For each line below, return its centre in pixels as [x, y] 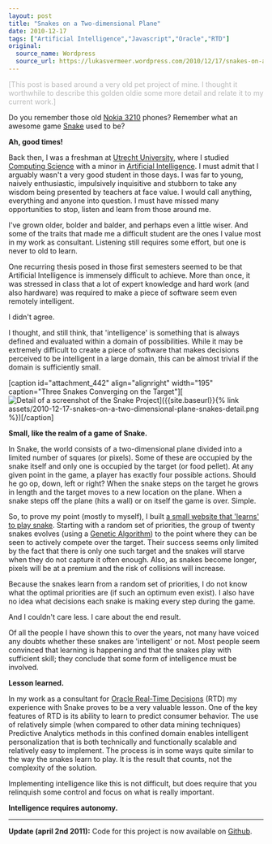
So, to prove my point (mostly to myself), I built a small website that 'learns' [134, 516]
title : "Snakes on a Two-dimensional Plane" [85, 24]
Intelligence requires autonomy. [63, 807]
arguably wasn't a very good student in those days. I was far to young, [126, 175]
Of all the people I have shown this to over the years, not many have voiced [134, 632]
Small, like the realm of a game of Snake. [78, 433]
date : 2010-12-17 [38, 31]
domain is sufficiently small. [55, 367]
